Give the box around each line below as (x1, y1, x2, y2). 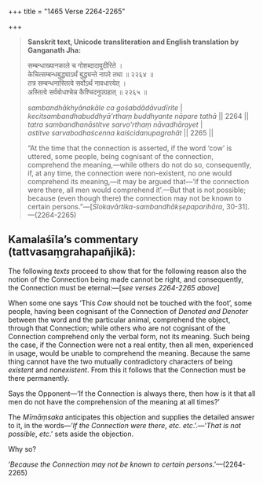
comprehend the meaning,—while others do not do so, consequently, (27, 161, 252, 169)
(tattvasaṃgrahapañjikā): (8, 246, 136, 259)
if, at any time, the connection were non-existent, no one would (27, 168, 232, 178)
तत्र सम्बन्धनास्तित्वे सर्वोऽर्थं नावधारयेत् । (27, 79, 127, 87)
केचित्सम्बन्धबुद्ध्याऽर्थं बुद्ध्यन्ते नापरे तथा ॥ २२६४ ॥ (27, 70, 154, 79)
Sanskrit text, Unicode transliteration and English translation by (27, 37, 239, 46)
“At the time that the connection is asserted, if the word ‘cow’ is (27, 143, 232, 153)
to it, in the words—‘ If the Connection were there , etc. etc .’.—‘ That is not (8, 420, 242, 430)
